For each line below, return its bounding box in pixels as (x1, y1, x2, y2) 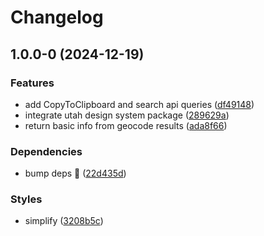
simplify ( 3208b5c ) (24, 215, 104, 227)
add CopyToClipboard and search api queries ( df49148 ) (24, 98, 255, 110)
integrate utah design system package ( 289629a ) (24, 109, 230, 121)
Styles (10, 192, 43, 206)
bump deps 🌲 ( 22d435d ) (24, 167, 127, 180)
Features (10, 76, 55, 90)
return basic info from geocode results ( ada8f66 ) (24, 119, 228, 131)
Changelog (10, 6, 104, 29)
